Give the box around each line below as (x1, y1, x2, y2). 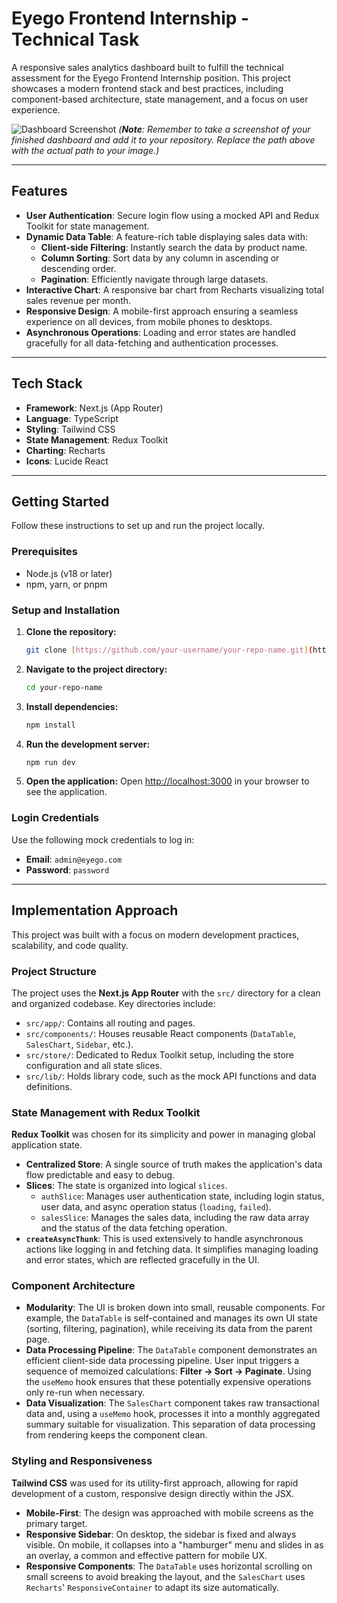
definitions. (25, 1080, 73, 1092)
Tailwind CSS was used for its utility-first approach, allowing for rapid (11, 1477, 299, 1489)
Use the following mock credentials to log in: (11, 833, 195, 846)
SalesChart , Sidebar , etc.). (25, 1038, 134, 1050)
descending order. (40, 262, 117, 274)
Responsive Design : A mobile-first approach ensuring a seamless (25, 305, 299, 317)
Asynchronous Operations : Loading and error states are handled (25, 326, 296, 338)
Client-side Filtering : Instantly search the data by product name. (40, 241, 308, 253)
